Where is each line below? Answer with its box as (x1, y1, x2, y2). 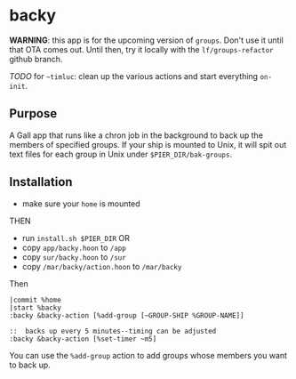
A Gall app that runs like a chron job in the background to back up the (9, 130, 264, 141)
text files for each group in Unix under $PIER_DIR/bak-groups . (9, 149, 233, 159)
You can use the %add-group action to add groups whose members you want (9, 350, 287, 360)
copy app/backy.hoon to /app (21, 242, 126, 253)
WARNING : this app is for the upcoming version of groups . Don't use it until (9, 35, 284, 45)
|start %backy (9, 303, 62, 312)
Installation (9, 174, 73, 189)
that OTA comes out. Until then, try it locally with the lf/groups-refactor (9, 44, 274, 54)
